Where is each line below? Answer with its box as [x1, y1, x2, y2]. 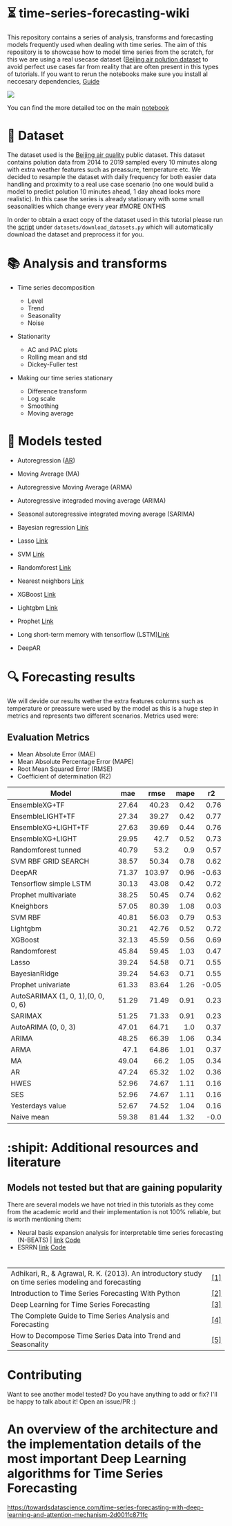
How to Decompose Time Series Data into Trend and [10, 1330, 181, 1340]
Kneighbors [10, 901, 48, 911]
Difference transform [27, 387, 88, 395]
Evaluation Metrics [7, 732, 90, 743]
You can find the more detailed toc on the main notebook [7, 103, 169, 111]
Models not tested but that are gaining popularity [7, 1182, 223, 1193]
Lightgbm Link [17, 603, 59, 612]
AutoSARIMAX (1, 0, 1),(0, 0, [10, 991, 105, 1001]
